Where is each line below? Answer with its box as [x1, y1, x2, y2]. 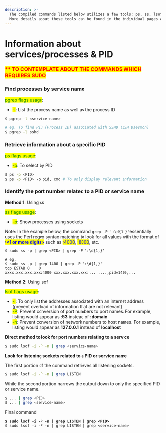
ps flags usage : [5, 152, 37, 159]
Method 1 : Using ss [5, 199, 44, 205]
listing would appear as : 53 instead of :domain [12, 313, 108, 320]
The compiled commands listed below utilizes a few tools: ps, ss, [9, 12, 152, 17]
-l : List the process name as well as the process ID [12, 106, 115, 112]
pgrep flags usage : [5, 97, 43, 103]
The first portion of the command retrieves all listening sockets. [5, 362, 134, 368]
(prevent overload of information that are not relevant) [12, 303, 123, 309]
